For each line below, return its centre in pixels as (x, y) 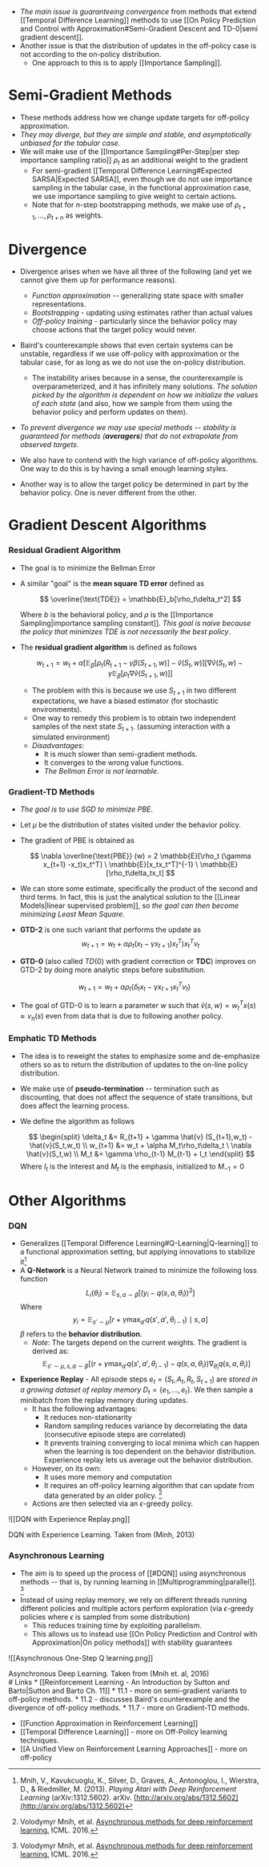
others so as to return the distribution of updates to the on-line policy (134, 1064)
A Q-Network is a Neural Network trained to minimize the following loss (139, 1270)
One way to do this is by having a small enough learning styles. (124, 469)
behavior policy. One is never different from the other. (108, 493)
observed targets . (49, 445)
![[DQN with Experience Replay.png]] (69, 1519)
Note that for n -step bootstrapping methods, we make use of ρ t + (139, 205)
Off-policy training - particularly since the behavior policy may (134, 321)
